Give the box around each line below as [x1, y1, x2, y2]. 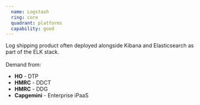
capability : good [11, 25, 55, 32]
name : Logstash [11, 8, 49, 15]
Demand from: [5, 61, 41, 68]
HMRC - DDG [14, 85, 48, 93]
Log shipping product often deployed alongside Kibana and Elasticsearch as [5, 42, 194, 49]
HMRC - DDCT [14, 79, 52, 86]
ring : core [11, 14, 38, 20]
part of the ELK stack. [5, 49, 59, 56]
